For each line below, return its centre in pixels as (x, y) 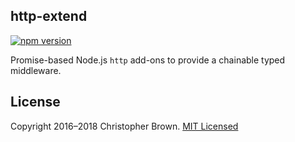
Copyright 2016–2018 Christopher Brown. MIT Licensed (124, 126)
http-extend (49, 16)
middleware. (36, 70)
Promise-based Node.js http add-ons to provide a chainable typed (148, 60)
